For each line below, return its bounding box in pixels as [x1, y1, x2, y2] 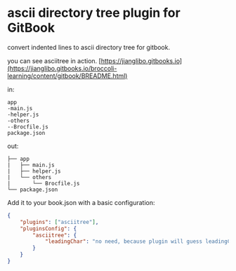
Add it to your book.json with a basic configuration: [7, 198, 155, 206]
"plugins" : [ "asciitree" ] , [20, 218, 99, 225]
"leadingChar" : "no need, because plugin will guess [44, 238, 202, 245]
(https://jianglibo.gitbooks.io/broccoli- [7, 64, 117, 72]
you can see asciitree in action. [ [7, 56, 102, 65]
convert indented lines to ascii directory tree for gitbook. [7, 43, 171, 51]
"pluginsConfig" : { [20, 225, 77, 232]
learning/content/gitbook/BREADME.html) [7, 72, 128, 80]
